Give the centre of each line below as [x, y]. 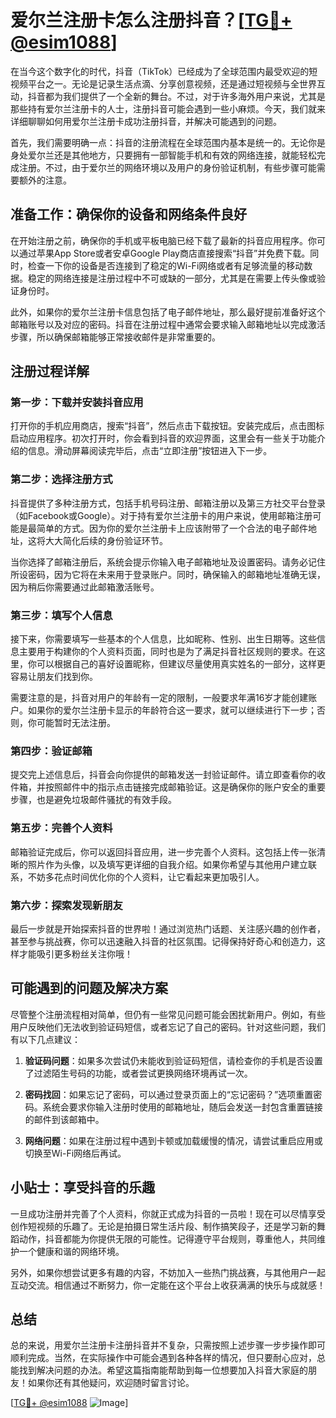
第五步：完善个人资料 [61, 828]
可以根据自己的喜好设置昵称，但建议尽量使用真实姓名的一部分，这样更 [181, 664]
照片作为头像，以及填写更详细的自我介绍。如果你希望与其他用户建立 [167, 864]
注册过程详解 [50, 371]
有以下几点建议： [45, 1039]
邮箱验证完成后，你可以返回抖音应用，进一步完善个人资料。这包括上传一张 [163, 852]
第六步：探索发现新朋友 [66, 905]
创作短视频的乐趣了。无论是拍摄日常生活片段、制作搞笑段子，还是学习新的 [163, 1226]
